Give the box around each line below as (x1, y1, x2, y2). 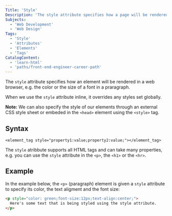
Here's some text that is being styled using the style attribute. (10, 201, 157, 206)
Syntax (5, 124, 29, 133)
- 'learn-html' (10, 60, 42, 65)
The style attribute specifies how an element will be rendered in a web (5, 79, 155, 85)
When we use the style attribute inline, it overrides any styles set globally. (5, 94, 162, 100)
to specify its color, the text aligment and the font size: (5, 186, 120, 192)
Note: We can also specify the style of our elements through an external (5, 104, 158, 110)
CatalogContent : (5, 55, 40, 60)
